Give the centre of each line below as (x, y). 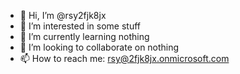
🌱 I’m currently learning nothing (84, 36)
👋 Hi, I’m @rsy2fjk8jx (63, 15)
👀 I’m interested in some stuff (80, 26)
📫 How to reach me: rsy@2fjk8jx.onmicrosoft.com (124, 58)
